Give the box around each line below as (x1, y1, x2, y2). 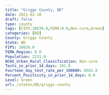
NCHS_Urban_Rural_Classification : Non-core (5, 59, 98, 64)
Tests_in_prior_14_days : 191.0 (5, 63, 71, 68)
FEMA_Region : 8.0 (5, 49, 42, 54)
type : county (5, 21, 33, 27)
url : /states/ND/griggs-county (5, 82, 71, 87)
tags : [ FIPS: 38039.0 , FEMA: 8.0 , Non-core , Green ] (5, 26, 104, 31)
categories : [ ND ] (5, 31, 42, 36)
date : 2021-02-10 (5, 12, 42, 17)
